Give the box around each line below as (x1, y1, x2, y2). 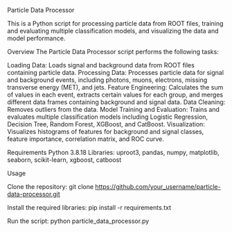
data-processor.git (7, 190, 60, 198)
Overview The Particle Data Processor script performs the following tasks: (7, 48, 220, 56)
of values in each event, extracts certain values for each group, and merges (7, 90, 224, 99)
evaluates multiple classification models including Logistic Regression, (7, 113, 208, 121)
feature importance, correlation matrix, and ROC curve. (7, 135, 165, 143)
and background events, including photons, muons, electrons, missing (7, 76, 208, 84)
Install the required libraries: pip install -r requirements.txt (7, 204, 172, 211)
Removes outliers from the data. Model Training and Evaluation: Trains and (7, 106, 220, 113)
